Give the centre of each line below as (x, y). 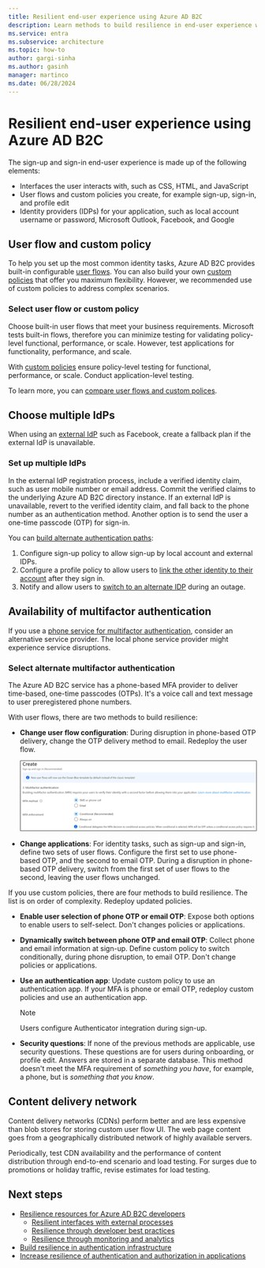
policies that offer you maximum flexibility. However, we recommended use (130, 280)
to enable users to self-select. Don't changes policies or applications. (132, 924)
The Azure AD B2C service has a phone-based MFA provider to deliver (123, 685)
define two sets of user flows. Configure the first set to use (116, 852)
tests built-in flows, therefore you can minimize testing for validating (119, 334)
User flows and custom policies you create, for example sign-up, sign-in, (138, 194)
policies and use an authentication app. (83, 997)
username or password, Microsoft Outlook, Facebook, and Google (127, 219)
